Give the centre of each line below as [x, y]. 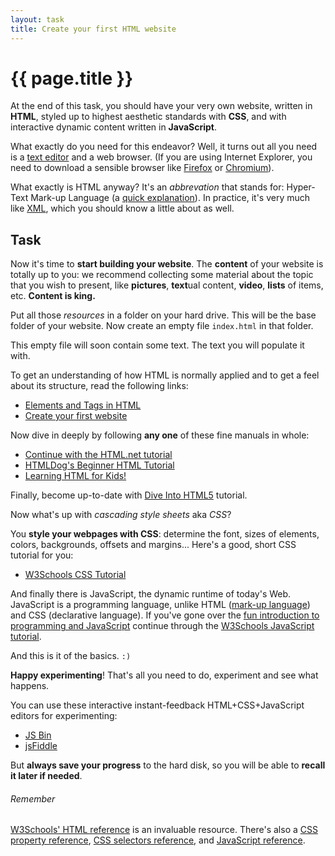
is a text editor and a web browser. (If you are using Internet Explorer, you [161, 157]
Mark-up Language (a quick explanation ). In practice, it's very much [170, 198]
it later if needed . [46, 776]
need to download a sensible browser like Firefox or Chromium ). [142, 168]
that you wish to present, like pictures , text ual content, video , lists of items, [167, 285]
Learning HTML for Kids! [75, 476]
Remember [33, 798]
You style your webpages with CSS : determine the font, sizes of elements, [165, 534]
